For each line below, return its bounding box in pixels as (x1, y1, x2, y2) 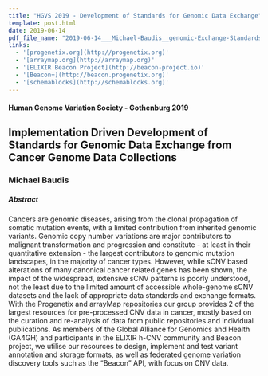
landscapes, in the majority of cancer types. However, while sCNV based (8, 257, 249, 267)
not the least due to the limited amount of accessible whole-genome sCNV (8, 282, 254, 292)
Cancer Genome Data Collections (8, 151, 178, 164)
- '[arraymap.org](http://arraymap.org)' (15, 57, 156, 65)
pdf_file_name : (8, 33, 59, 42)
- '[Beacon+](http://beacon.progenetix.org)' (15, 71, 170, 79)
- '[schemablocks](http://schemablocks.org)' (15, 78, 170, 86)
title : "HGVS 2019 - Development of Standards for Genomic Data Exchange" (8, 11, 262, 20)
